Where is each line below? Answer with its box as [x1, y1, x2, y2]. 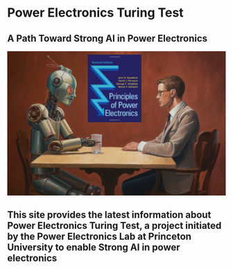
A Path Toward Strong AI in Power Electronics [7, 33, 208, 44]
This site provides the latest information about [7, 209, 212, 220]
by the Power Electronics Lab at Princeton [7, 230, 192, 242]
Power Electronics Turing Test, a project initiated [7, 220, 222, 232]
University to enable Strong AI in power [7, 241, 180, 253]
